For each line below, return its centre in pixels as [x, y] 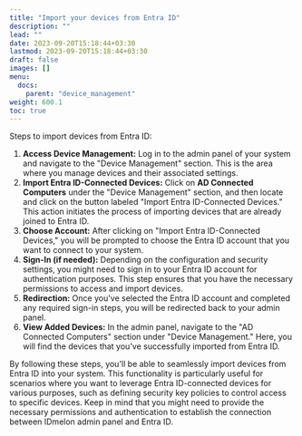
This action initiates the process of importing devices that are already [152, 212]
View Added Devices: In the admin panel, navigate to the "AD [138, 327]
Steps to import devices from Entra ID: [81, 136]
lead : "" [26, 34]
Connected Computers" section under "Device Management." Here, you [157, 337]
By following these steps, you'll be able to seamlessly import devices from [148, 364]
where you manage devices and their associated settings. [130, 173]
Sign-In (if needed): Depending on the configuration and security [145, 260]
